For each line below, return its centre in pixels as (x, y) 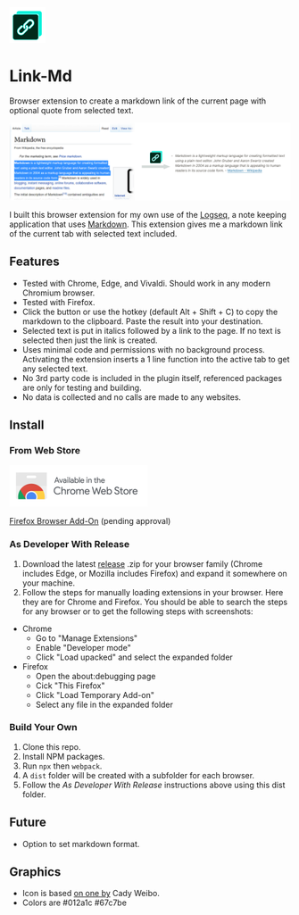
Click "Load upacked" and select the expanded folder (134, 657)
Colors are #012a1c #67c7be (75, 903)
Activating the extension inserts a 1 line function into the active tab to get (156, 359)
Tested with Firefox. (58, 302)
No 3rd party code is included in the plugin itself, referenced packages (152, 378)
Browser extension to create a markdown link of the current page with (138, 101)
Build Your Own (43, 728)
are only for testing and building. (82, 387)
